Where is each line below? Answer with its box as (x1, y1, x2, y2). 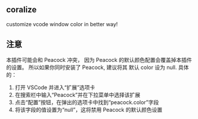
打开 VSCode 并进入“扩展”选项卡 (14, 83, 95, 91)
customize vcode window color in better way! (6, 20, 118, 27)
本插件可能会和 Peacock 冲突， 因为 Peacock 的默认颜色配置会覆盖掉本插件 (6, 56, 192, 63)
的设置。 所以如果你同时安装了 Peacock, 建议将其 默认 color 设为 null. (6, 64, 177, 71)
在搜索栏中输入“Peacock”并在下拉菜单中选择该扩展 (14, 91, 141, 98)
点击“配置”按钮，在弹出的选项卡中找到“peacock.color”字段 (14, 98, 159, 106)
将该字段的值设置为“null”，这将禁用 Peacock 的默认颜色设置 (14, 106, 163, 113)
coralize (6, 5, 37, 15)
